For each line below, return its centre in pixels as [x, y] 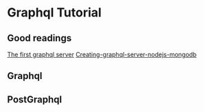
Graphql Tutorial [54, 13]
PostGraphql [35, 99]
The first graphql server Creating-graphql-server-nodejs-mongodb [102, 54]
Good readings [39, 38]
